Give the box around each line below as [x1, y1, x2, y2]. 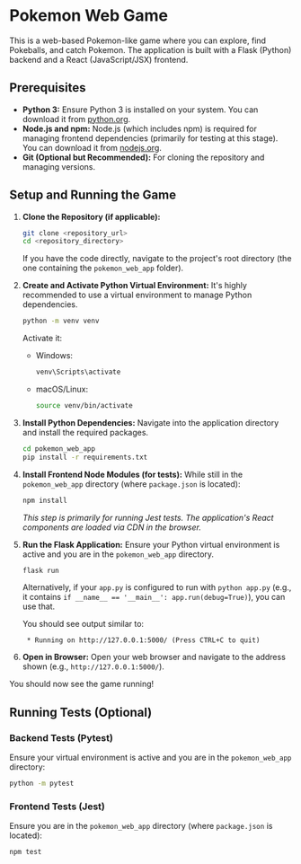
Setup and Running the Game [9, 188, 177, 203]
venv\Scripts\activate [35, 367, 121, 377]
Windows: [35, 350, 74, 361]
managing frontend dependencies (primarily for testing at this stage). [22, 132, 279, 144]
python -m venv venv [22, 316, 100, 326]
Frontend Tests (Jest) [9, 800, 105, 813]
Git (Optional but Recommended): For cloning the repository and [22, 152, 265, 163]
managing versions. [22, 161, 96, 172]
